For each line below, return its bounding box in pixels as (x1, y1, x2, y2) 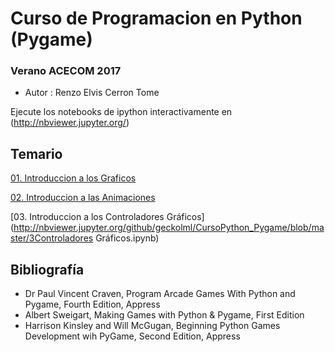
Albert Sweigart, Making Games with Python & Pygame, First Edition (24, 309, 305, 321)
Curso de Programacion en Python (10, 7, 303, 30)
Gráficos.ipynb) (95, 232, 160, 244)
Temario (10, 145, 63, 162)
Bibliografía (10, 261, 85, 278)
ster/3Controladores (10, 232, 94, 244)
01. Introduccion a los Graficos (10, 172, 137, 184)
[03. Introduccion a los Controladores (10, 211, 165, 223)
